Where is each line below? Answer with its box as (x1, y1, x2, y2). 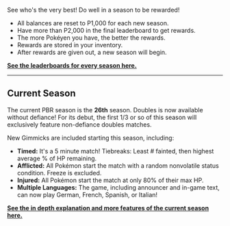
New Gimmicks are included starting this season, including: (7, 134, 175, 142)
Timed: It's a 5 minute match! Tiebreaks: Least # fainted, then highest (16, 147, 214, 155)
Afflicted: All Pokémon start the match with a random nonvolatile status (16, 161, 219, 170)
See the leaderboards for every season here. (7, 62, 137, 69)
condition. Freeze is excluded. (16, 168, 102, 177)
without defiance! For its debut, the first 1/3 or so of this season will (7, 113, 197, 121)
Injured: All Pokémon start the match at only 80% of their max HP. (16, 176, 204, 184)
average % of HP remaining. (16, 154, 97, 162)
